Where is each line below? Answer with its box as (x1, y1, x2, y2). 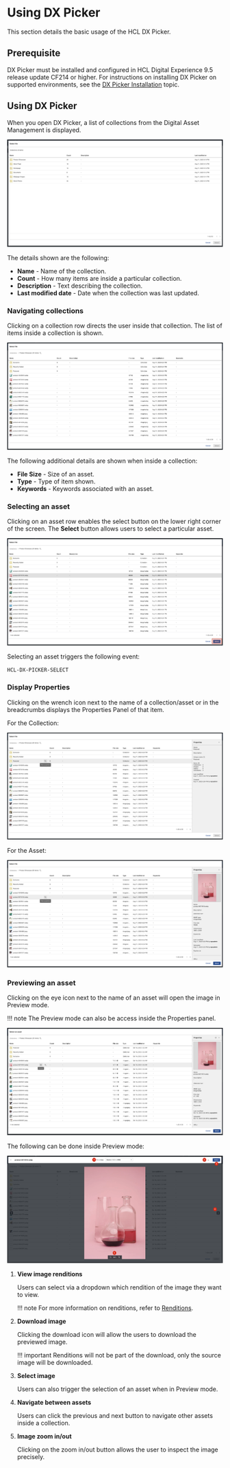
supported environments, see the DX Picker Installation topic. (7, 80, 180, 89)
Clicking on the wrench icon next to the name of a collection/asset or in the (7, 698, 219, 707)
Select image (16, 1371, 56, 1379)
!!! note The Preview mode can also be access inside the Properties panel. (7, 1014, 216, 1022)
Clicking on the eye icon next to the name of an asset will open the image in (7, 994, 220, 1002)
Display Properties (7, 683, 71, 692)
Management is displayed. (7, 126, 81, 134)
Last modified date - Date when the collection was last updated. (16, 288, 200, 297)
